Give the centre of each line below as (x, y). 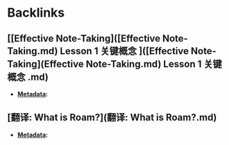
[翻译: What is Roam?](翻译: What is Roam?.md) (112, 118)
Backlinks (36, 13)
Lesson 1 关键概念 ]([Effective (125, 51)
